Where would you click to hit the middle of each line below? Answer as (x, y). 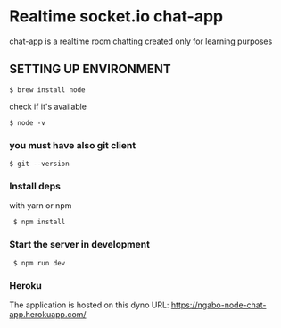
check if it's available (48, 106)
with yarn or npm (41, 206)
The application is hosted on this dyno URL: (89, 305)
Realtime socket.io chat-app (116, 17)
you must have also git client (73, 145)
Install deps (35, 186)
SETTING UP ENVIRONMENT (90, 69)
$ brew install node (48, 90)
